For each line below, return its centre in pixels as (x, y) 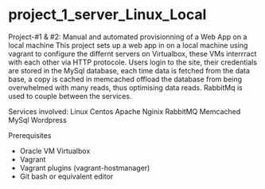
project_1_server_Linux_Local (107, 15)
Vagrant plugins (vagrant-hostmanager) (85, 167)
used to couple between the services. (70, 96)
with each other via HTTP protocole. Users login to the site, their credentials (132, 62)
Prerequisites (30, 135)
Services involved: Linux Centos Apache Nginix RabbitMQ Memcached (125, 111)
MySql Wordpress (38, 120)
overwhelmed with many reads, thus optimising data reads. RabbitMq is (125, 87)
